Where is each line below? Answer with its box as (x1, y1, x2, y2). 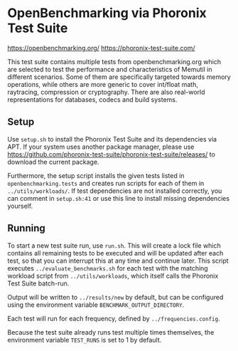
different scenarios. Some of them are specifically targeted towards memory (7, 73, 231, 81)
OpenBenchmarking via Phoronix (7, 5, 207, 21)
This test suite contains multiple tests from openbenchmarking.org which (7, 57, 222, 66)
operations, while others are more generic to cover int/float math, (7, 80, 199, 88)
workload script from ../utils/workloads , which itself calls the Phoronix (7, 271, 219, 280)
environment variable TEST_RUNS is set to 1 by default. (7, 335, 162, 344)
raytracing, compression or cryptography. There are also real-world (7, 88, 205, 96)
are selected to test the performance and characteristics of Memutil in (7, 65, 212, 73)
